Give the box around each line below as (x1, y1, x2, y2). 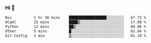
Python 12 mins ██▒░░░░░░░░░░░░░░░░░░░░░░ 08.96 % (5, 24, 147, 29)
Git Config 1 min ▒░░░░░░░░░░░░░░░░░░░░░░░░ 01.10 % (5, 33, 147, 38)
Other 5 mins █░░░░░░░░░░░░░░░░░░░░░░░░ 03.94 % (5, 29, 147, 33)
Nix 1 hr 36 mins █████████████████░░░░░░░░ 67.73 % (5, 15, 147, 20)
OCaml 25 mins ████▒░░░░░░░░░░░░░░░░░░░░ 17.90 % (5, 20, 147, 25)
